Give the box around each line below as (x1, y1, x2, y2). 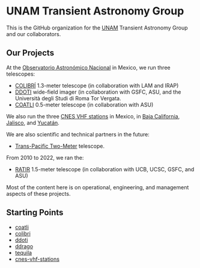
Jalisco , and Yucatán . (6, 119, 60, 126)
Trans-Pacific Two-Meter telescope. (14, 142, 105, 150)
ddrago (14, 242, 34, 250)
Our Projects (6, 48, 55, 58)
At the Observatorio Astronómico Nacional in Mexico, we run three (6, 64, 171, 71)
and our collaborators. (6, 30, 61, 37)
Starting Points (6, 207, 64, 218)
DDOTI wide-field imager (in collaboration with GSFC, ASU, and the (14, 88, 181, 96)
